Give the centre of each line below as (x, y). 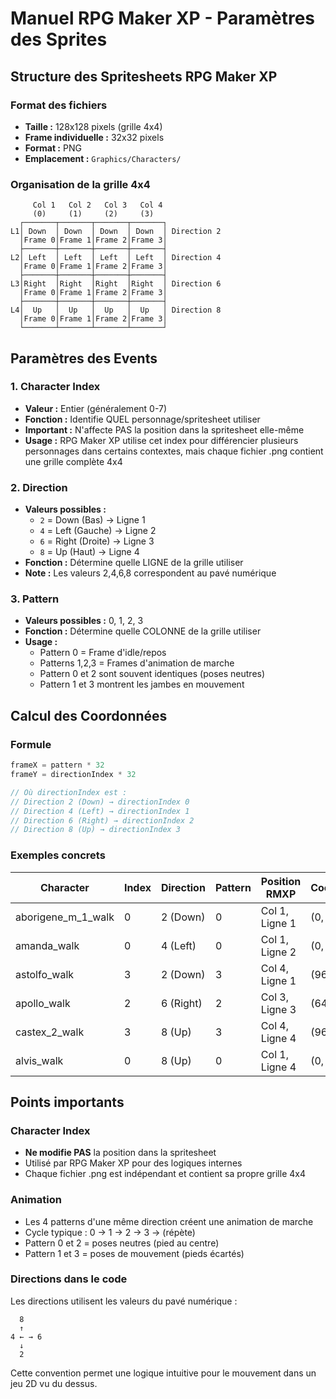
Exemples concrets (58, 855)
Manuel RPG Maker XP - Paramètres (163, 18)
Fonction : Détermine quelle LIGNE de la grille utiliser (134, 563)
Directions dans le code (69, 1279)
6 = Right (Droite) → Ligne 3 (97, 541)
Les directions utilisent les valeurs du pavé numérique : (124, 1301)
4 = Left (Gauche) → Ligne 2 (98, 531)
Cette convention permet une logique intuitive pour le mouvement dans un (163, 1373)
